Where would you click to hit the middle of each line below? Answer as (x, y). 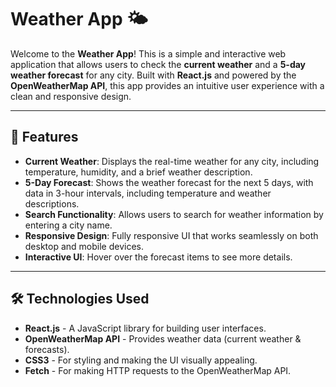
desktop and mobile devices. (84, 246)
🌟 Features (44, 137)
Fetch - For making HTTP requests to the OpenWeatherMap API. (158, 370)
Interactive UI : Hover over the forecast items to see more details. (158, 257)
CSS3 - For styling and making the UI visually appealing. (141, 360)
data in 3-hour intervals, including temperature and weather (148, 193)
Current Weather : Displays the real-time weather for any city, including (172, 161)
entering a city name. (68, 225)
